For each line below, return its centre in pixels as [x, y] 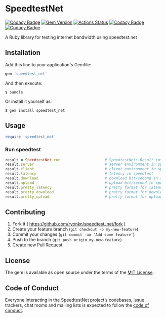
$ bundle [14, 92]
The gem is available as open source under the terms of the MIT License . [80, 273]
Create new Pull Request [37, 245]
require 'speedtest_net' [31, 137]
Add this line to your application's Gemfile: [48, 64]
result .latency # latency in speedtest [79, 174]
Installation [23, 53]
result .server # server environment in [80, 164]
